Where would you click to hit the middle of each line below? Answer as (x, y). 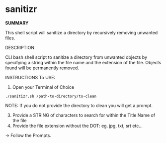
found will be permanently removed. (42, 68)
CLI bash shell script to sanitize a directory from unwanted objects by (76, 57)
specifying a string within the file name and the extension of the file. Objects (83, 62)
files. (10, 38)
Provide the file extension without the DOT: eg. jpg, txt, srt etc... (78, 126)
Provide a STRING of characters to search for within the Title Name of (84, 115)
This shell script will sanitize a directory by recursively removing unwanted (82, 32)
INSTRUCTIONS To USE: (30, 77)
